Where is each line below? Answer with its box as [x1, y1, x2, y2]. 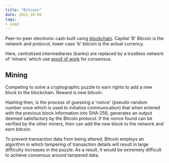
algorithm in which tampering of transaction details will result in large [5, 141, 149, 147]
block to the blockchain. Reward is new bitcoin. [5, 90, 103, 96]
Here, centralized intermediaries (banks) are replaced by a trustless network [5, 51, 164, 57]
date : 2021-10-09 [5, 12, 42, 17]
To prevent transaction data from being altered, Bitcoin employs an [5, 136, 144, 142]
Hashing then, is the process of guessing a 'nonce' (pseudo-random [5, 99, 148, 105]
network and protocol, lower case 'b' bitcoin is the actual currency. [5, 41, 144, 47]
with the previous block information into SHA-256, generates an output [5, 110, 152, 116]
